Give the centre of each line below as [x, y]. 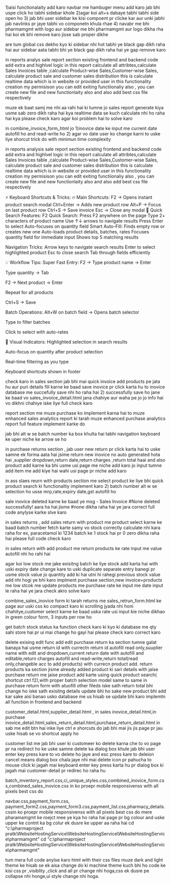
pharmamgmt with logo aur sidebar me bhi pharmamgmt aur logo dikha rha [84, 29]
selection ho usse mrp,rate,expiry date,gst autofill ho [61, 492]
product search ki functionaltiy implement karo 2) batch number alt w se [81, 486]
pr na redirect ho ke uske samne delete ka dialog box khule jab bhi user [80, 749]
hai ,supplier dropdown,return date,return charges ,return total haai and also [85, 460]
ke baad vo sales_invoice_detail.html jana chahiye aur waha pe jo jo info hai [84, 398]
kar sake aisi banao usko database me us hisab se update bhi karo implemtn [86, 696]
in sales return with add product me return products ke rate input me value [84, 548]
